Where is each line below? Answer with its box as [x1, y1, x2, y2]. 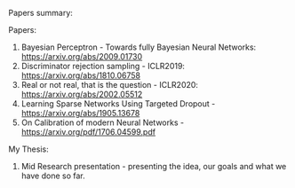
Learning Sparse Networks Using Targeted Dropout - [20, 98, 216, 109]
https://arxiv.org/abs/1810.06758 [20, 70, 141, 81]
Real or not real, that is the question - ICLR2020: [20, 80, 199, 90]
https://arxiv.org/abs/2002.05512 [20, 89, 143, 99]
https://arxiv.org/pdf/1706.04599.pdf [20, 127, 156, 137]
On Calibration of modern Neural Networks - [20, 117, 184, 128]
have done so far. [20, 170, 85, 181]
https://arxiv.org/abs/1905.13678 [20, 108, 140, 118]
